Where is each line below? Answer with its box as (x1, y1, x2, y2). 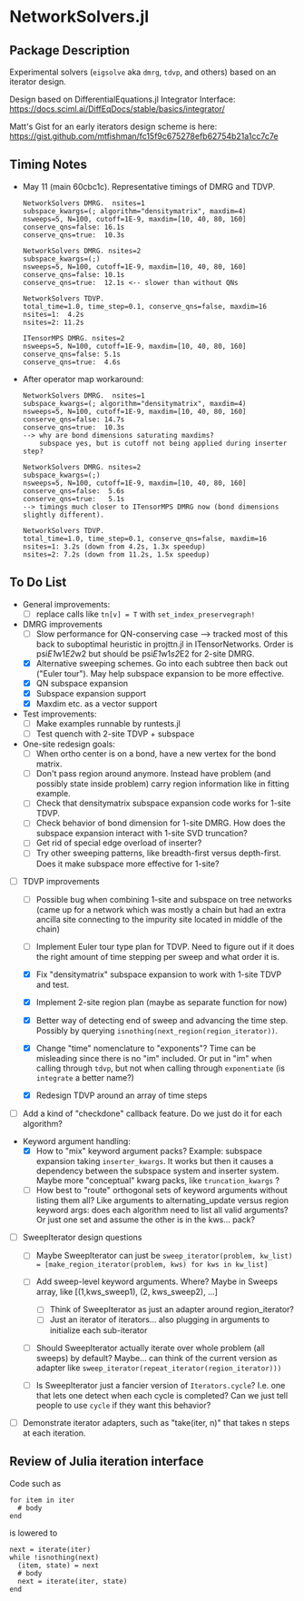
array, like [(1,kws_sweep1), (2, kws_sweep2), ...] (35, 1287, 218, 1298)
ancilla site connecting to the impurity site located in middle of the (35, 914, 283, 924)
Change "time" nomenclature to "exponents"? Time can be (35, 1043, 257, 1053)
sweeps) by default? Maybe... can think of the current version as (35, 1352, 278, 1363)
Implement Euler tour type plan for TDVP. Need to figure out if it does (35, 941, 295, 952)
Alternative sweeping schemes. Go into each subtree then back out (35, 657, 289, 668)
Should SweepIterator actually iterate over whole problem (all (35, 1342, 265, 1353)
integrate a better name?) (35, 1072, 134, 1082)
